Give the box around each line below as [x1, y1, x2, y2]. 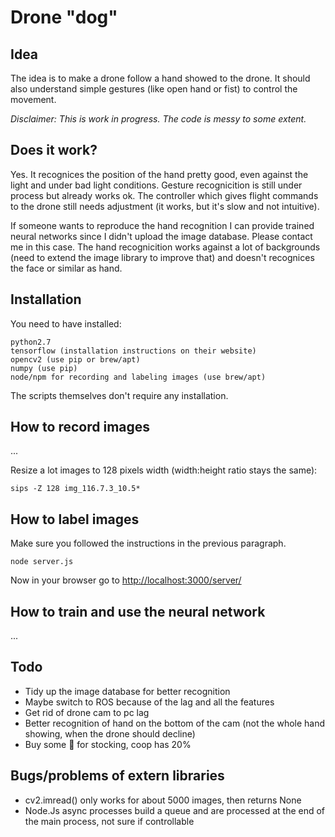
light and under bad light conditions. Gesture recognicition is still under [10, 179, 303, 191]
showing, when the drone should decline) [24, 727, 196, 740]
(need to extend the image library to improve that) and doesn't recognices [10, 251, 315, 263]
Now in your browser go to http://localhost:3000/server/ [10, 574, 242, 586]
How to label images [10, 511, 140, 528]
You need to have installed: [10, 317, 122, 330]
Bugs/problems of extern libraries [10, 767, 225, 785]
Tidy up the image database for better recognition [24, 685, 231, 697]
